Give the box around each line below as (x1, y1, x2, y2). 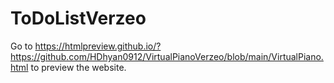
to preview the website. (30, 61, 127, 73)
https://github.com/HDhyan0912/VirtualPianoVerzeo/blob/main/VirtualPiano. (10, 50, 324, 62)
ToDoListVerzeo (10, 7, 147, 30)
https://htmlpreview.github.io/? (34, 40, 162, 52)
